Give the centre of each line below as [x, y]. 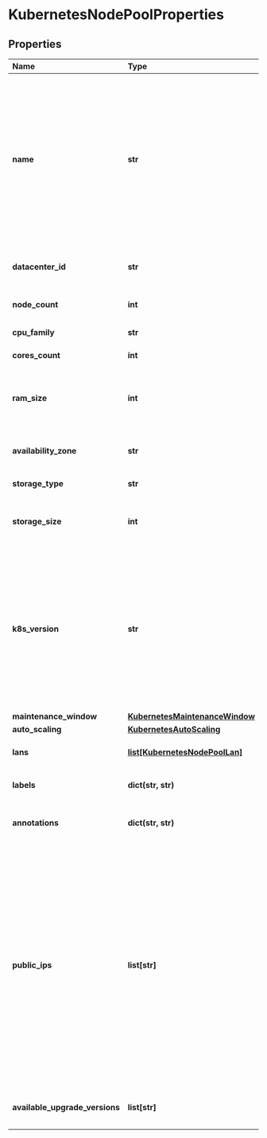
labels [24, 785]
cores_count [37, 355]
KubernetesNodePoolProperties [116, 15]
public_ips [32, 965]
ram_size [30, 398]
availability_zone [44, 451]
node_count [35, 304]
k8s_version [36, 629]
